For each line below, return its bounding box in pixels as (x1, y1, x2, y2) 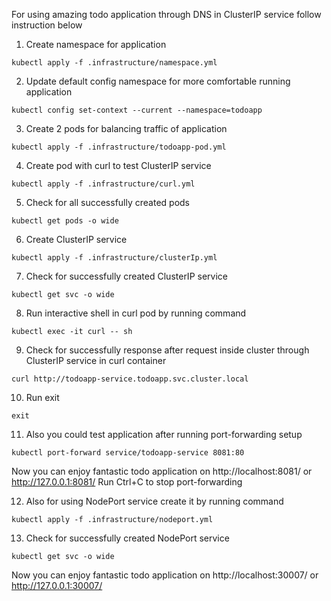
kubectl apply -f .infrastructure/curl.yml (11, 179, 196, 189)
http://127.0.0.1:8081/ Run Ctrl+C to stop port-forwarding (11, 476, 243, 488)
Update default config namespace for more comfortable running (25, 75, 291, 87)
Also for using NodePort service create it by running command (25, 495, 284, 507)
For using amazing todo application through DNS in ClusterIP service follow (11, 9, 322, 20)
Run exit (25, 392, 60, 403)
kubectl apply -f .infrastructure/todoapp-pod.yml (11, 142, 227, 152)
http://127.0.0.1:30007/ (11, 580, 103, 591)
